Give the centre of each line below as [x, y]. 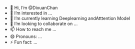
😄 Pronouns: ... [26, 36]
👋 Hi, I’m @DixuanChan [34, 8]
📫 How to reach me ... [33, 29]
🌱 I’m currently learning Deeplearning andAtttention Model [70, 18]
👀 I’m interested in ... [31, 13]
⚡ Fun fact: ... [23, 42]
